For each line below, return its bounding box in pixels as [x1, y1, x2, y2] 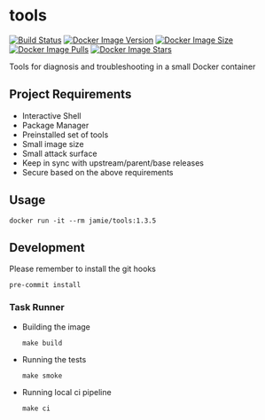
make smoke [21, 371, 63, 380]
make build [21, 338, 63, 347]
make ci [21, 404, 51, 413]
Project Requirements [9, 87, 132, 102]
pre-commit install [9, 281, 82, 290]
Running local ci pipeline [21, 386, 113, 397]
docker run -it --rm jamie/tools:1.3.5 [9, 216, 157, 225]
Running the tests [21, 354, 87, 364]
